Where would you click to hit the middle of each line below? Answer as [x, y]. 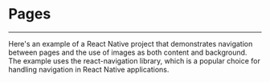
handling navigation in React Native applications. [89, 69]
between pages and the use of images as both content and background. [128, 52]
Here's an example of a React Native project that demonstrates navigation [131, 43]
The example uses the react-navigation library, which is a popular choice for [135, 60]
